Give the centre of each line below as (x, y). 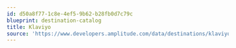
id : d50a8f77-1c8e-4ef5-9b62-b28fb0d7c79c (70, 14)
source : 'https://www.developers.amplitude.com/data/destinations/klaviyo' (120, 34)
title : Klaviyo (29, 27)
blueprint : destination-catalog (54, 20)
